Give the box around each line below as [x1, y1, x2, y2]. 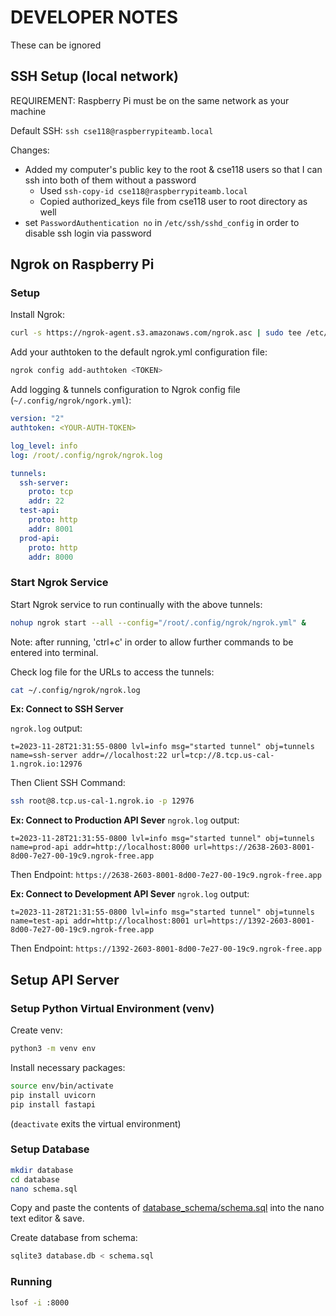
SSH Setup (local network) [10, 68, 179, 85]
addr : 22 [28, 496, 65, 506]
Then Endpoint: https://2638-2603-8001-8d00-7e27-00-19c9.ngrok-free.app [10, 869, 322, 881]
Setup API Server [10, 971, 120, 988]
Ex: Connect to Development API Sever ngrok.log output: [10, 888, 250, 900]
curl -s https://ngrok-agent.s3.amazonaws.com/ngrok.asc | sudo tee [10, 328, 302, 338]
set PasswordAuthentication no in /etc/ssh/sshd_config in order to [24, 216, 300, 228]
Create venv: [10, 1024, 63, 1036]
